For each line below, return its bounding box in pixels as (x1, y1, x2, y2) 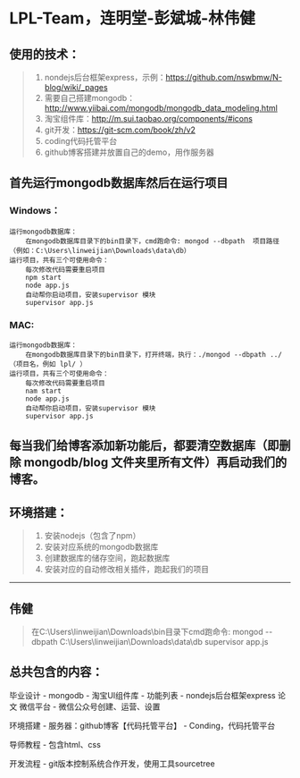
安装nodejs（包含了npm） (44, 530, 141, 541)
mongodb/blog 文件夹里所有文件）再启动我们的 (23, 455, 287, 470)
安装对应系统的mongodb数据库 (44, 542, 159, 553)
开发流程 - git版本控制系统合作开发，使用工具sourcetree (9, 757, 216, 769)
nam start (25, 386, 62, 395)
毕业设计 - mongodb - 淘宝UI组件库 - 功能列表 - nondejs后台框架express (9, 689, 276, 700)
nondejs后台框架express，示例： (44, 72, 167, 82)
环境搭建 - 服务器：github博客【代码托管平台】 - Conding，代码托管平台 (9, 720, 276, 731)
